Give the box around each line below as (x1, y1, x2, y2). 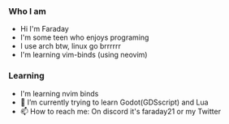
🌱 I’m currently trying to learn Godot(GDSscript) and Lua (19, 97, 209, 107)
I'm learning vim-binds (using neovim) (19, 50, 148, 60)
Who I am (8, 6, 46, 17)
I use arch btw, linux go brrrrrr (19, 41, 122, 51)
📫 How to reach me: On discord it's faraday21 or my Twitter (19, 106, 222, 116)
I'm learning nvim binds (19, 88, 99, 98)
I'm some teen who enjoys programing (19, 32, 149, 42)
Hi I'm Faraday (19, 24, 69, 34)
